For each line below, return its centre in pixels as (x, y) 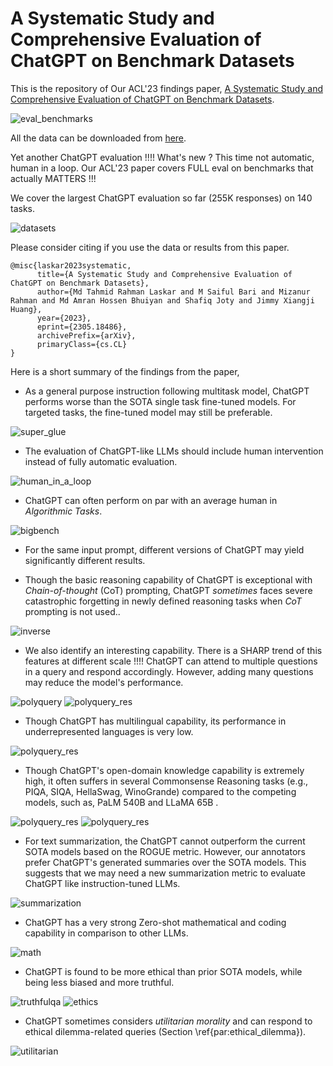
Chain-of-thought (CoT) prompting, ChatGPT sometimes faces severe (168, 590)
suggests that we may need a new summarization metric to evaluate (165, 873)
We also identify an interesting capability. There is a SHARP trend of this (173, 650)
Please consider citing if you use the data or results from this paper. (150, 247)
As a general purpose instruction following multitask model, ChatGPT (167, 391)
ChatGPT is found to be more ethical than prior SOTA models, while (163, 971)
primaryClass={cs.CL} (82, 344)
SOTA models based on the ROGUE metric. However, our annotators (165, 851)
